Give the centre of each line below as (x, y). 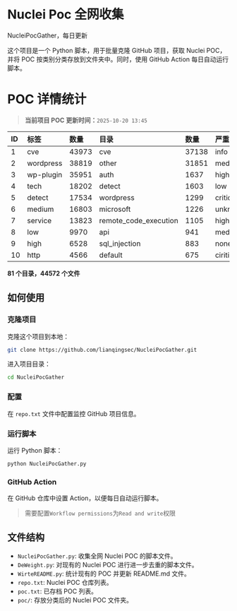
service (39, 220)
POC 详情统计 (47, 99)
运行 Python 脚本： (35, 450)
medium (41, 209)
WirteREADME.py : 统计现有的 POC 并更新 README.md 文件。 (104, 574)
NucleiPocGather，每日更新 (48, 35)
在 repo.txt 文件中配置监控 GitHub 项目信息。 (74, 413)
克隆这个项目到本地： (38, 336)
